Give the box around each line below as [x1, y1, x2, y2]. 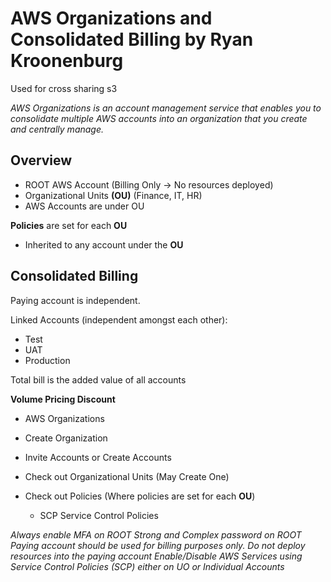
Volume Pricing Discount [10, 393, 116, 405]
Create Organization [24, 432, 108, 444]
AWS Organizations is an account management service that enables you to [10, 102, 322, 114]
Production [24, 354, 71, 366]
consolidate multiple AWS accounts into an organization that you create [10, 112, 308, 124]
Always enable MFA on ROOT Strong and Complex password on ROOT [10, 528, 302, 541]
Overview [10, 152, 73, 169]
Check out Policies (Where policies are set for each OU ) [24, 490, 256, 502]
